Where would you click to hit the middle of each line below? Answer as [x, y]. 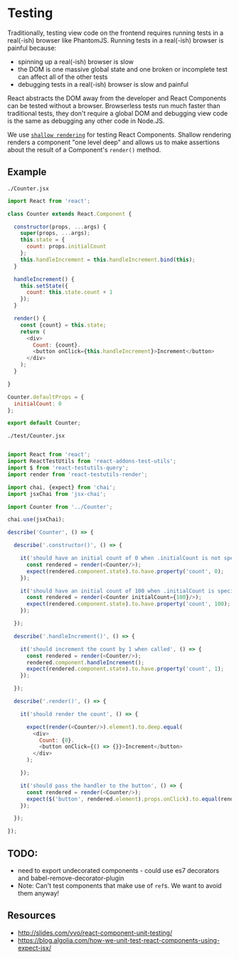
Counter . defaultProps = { [46, 397]
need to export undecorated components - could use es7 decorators [118, 870]
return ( [33, 332]
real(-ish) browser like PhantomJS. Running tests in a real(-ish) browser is [116, 40]
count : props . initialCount [66, 247]
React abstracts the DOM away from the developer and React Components [117, 98]
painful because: [32, 48]
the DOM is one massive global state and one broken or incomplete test [122, 69]
